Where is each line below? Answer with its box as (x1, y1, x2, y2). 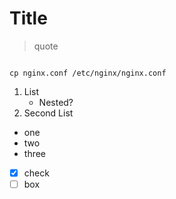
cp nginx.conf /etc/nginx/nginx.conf (9, 68, 167, 78)
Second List (23, 107, 74, 119)
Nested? (38, 96, 74, 108)
